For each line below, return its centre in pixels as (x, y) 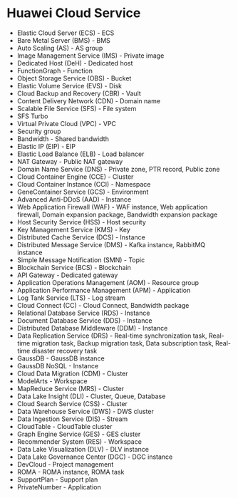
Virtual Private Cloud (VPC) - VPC (67, 123)
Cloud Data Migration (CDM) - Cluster (73, 373)
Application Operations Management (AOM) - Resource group (108, 282)
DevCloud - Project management (65, 464)
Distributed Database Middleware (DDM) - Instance (92, 328)
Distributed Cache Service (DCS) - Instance (81, 237)
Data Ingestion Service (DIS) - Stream (72, 419)
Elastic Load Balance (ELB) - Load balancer (81, 154)
